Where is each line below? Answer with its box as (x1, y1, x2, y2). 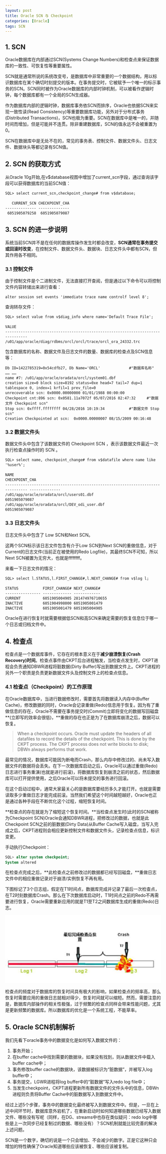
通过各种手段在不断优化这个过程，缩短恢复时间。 (9, 798, 109, 804)
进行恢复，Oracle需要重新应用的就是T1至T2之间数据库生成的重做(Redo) (9, 899, 155, 905)
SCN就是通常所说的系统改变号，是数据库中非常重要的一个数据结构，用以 (5, 73, 153, 79)
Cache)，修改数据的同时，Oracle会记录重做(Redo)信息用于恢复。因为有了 (5, 702, 156, 708)
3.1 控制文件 (5, 266, 34, 273)
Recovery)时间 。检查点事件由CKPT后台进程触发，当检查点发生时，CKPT (5, 657, 154, 663)
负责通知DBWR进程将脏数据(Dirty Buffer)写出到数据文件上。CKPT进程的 (13, 663, 161, 670)
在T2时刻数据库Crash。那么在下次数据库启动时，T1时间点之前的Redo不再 (5, 892, 155, 898)
